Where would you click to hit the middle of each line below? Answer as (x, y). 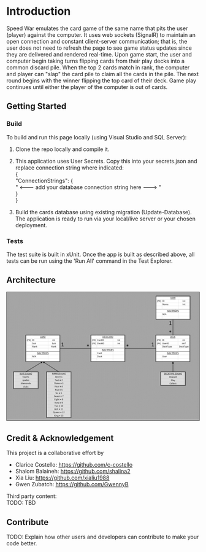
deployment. (31, 225)
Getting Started (36, 107)
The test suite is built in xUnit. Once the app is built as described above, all (101, 254)
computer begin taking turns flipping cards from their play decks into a (96, 61)
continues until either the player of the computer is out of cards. (87, 87)
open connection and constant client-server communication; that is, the (97, 41)
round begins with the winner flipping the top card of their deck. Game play (101, 80)
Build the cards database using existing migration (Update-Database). (103, 212)
